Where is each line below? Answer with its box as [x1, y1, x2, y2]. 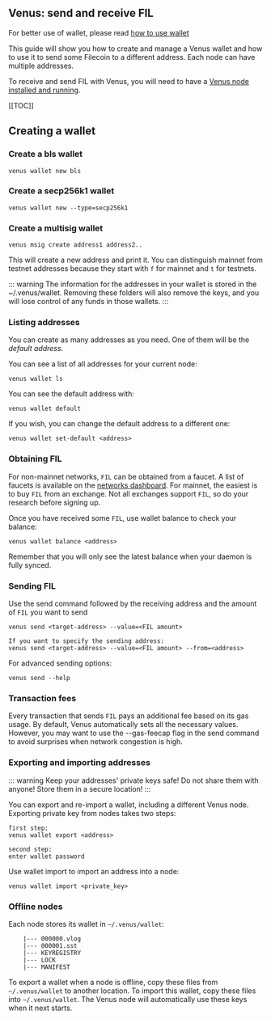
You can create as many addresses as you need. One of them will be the [8, 335, 250, 345]
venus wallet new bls [8, 167, 82, 175]
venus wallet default [8, 404, 82, 413]
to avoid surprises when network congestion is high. [8, 737, 184, 746]
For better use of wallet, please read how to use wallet [8, 27, 190, 37]
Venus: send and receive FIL [8, 6, 154, 20]
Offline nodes [8, 901, 63, 912]
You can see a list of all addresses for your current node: [8, 359, 197, 369]
